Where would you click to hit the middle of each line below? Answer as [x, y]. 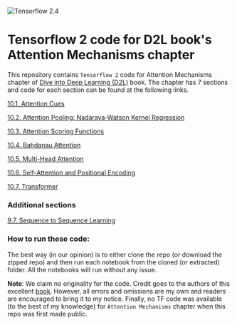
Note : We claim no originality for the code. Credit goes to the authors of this [118, 283]
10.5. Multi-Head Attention [46, 159]
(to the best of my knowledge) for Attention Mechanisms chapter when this [116, 306]
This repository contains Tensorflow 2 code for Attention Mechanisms [110, 74]
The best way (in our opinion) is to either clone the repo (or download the [115, 254]
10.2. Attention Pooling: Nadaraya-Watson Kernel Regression [96, 117]
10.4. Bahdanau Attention [44, 145]
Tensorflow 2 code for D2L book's [110, 40]
